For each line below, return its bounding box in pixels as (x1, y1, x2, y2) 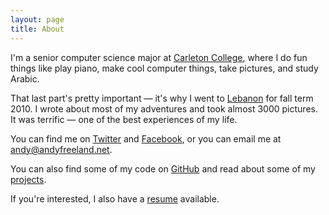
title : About (10, 24, 65, 34)
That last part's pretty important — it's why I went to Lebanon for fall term (10, 92, 314, 104)
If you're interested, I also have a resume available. (10, 192, 220, 205)
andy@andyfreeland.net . (10, 143, 113, 155)
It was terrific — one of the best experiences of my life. (10, 113, 238, 125)
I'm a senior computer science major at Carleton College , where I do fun (10, 51, 308, 63)
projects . (10, 173, 47, 185)
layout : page (10, 14, 65, 25)
